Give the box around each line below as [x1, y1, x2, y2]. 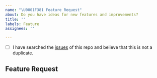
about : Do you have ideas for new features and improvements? [5, 12, 138, 17]
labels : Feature [5, 21, 39, 27]
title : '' [5, 17, 26, 22]
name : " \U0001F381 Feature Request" [5, 7, 82, 13]
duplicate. [12, 50, 34, 56]
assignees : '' [5, 26, 35, 31]
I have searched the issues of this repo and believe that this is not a [12, 44, 152, 50]
